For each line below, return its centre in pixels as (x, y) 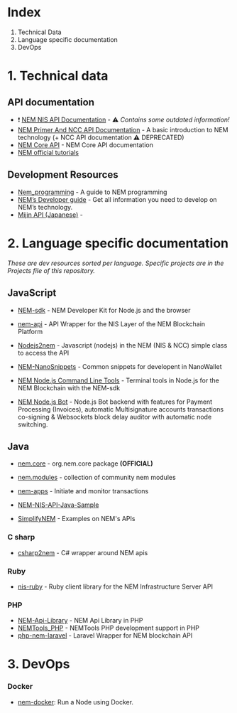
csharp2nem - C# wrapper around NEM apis (83, 552)
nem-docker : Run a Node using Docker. (75, 702)
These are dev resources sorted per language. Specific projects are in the (116, 263)
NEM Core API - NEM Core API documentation (86, 145)
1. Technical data (58, 76)
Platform (30, 331)
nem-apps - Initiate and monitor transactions (83, 491)
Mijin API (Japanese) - (50, 215)
